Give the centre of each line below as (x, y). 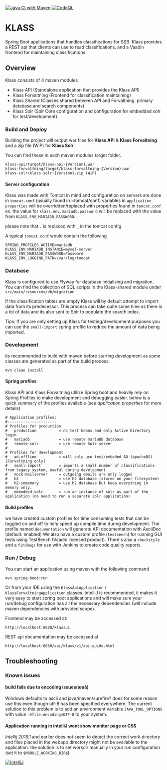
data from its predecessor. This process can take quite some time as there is (84, 306)
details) (13, 408)
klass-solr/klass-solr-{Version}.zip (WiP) (51, 173)
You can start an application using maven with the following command (77, 569)
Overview (21, 68)
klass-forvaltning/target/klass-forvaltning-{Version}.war (68, 169)
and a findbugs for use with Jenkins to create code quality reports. (74, 545)
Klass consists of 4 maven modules (42, 80)
